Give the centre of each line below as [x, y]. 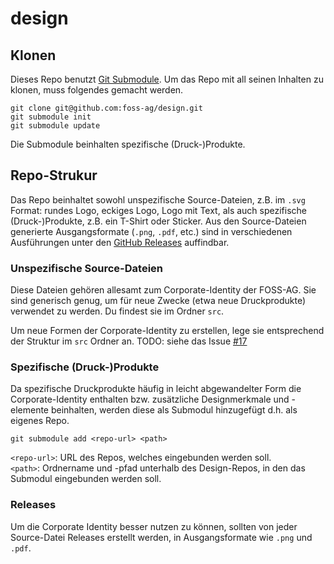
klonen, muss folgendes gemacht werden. [97, 90]
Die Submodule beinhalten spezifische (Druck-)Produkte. [128, 144]
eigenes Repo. [40, 421]
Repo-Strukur [54, 175]
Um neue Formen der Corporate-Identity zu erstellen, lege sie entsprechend [167, 331]
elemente [30, 410]
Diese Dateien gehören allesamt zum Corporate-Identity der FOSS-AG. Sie [163, 290]
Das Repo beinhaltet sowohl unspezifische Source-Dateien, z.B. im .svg [158, 199]
